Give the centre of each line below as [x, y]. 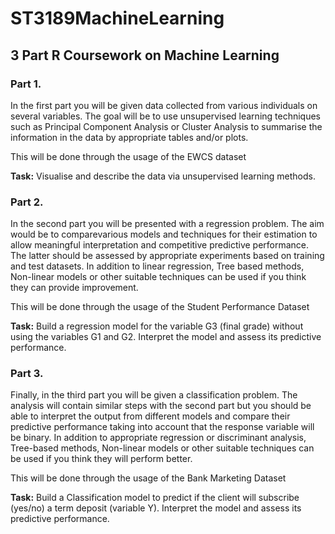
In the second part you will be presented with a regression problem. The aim [167, 224]
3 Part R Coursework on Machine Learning [145, 55]
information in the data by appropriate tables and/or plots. [129, 137]
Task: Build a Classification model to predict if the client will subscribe [155, 498]
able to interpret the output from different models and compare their [150, 416]
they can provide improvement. [74, 288]
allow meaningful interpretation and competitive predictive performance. [160, 245]
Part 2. [27, 202]
